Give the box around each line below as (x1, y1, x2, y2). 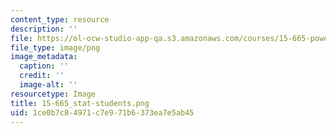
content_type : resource (10, 14, 110, 25)
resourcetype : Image (10, 89, 97, 99)
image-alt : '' (19, 80, 78, 90)
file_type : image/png (10, 42, 101, 53)
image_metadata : (10, 52, 78, 62)
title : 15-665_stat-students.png (10, 98, 150, 108)
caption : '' (19, 61, 70, 71)
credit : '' (19, 71, 65, 81)
